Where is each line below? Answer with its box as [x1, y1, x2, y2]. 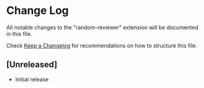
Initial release [15, 75, 49, 83]
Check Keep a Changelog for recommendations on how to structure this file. [6, 42, 198, 49]
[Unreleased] [6, 59, 58, 70]
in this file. [6, 30, 32, 37]
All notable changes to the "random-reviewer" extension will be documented [6, 24, 199, 31]
